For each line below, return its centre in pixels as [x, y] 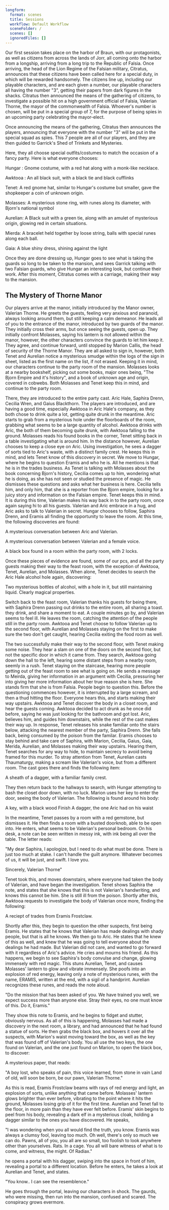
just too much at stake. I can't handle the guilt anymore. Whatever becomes [84, 854]
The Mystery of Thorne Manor [54, 296]
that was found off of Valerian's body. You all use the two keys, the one [79, 1042]
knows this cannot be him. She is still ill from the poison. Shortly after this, [82, 895]
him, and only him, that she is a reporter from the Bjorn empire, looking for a [84, 489]
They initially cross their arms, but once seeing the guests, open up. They [81, 329]
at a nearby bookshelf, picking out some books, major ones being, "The [79, 372]
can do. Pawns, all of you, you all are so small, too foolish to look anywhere [83, 1140]
